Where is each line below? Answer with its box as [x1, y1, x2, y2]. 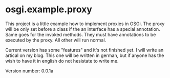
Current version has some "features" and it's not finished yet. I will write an [5, 47, 164, 53]
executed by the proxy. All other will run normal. [5, 37, 107, 43]
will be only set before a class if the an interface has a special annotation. [5, 26, 160, 32]
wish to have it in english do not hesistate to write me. [5, 57, 119, 64]
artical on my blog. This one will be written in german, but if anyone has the [5, 52, 164, 59]
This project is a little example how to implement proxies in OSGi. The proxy [5, 21, 165, 27]
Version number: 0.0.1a [5, 68, 54, 74]
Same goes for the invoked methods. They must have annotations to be [5, 31, 156, 37]
